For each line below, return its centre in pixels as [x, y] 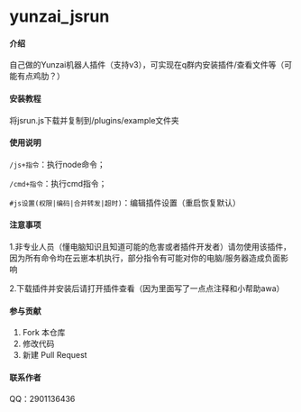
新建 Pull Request [55, 355]
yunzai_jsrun [59, 17]
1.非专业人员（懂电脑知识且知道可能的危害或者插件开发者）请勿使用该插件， [150, 247]
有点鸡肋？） [41, 76]
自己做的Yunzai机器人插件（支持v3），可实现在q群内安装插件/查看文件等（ [147, 65]
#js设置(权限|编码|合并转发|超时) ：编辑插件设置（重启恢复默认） [125, 202]
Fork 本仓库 [44, 333]
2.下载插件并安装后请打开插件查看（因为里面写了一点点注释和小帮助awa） [147, 288]
